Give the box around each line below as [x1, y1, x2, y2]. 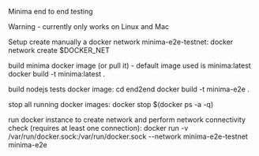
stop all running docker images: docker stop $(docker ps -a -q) [8, 100, 214, 109]
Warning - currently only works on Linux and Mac [8, 22, 170, 31]
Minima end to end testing [8, 7, 93, 16]
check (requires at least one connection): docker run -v [8, 124, 189, 132]
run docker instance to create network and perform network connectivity [8, 115, 246, 124]
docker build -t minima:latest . [8, 69, 106, 78]
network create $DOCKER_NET [8, 46, 111, 54]
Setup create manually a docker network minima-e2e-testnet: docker [8, 37, 234, 46]
